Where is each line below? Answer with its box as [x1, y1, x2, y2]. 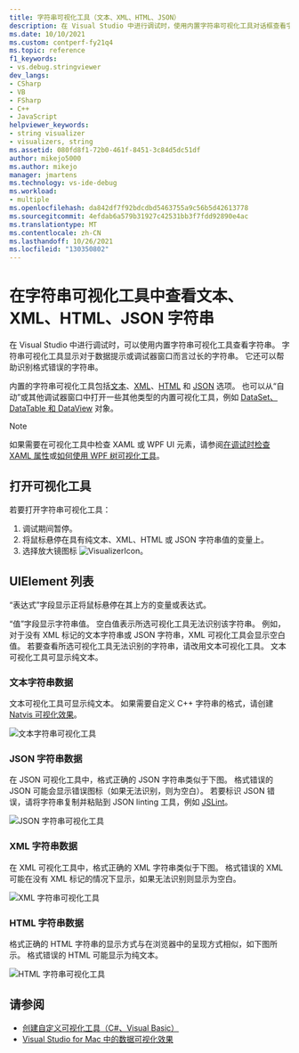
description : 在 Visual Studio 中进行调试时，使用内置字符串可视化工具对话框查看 [9, 21, 287, 30]
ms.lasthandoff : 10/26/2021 [9, 237, 114, 246]
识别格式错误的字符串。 [16, 362, 103, 372]
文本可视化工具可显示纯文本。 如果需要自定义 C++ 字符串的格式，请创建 [9, 698, 274, 708]
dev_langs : [9, 71, 50, 80]
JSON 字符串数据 [9, 752, 83, 764]
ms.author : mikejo [9, 162, 77, 171]
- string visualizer [9, 129, 86, 138]
